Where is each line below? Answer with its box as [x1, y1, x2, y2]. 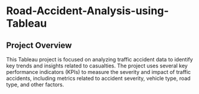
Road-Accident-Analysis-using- [6, 4, 169, 18]
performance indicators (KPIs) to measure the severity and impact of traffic [6, 69, 191, 75]
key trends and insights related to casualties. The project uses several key [6, 62, 188, 69]
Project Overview [6, 40, 72, 50]
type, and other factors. [6, 81, 64, 88]
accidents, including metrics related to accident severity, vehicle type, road [6, 75, 191, 82]
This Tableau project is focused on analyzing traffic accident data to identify [6, 56, 194, 63]
